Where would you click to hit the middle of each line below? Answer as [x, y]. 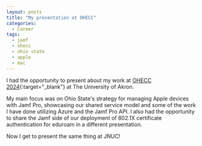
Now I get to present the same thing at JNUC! [63, 136]
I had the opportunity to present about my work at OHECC [79, 80]
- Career [23, 29]
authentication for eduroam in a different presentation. [74, 124]
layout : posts [24, 12]
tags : [13, 35]
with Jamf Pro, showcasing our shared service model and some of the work [101, 105]
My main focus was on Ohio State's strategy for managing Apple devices [98, 99]
